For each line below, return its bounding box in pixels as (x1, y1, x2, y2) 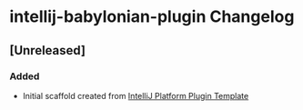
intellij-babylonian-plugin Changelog (9, 6, 295, 27)
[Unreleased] (9, 43, 86, 58)
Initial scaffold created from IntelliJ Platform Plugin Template (22, 90, 249, 101)
